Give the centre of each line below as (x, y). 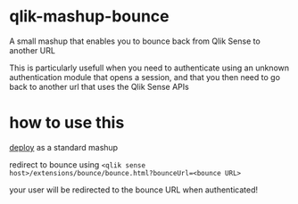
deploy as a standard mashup (64, 147)
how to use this (67, 123)
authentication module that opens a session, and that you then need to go (145, 77)
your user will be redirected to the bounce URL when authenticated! (134, 190)
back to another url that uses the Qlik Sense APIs (99, 86)
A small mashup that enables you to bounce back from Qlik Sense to (135, 41)
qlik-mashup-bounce (89, 16)
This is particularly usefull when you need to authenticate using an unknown (149, 68)
